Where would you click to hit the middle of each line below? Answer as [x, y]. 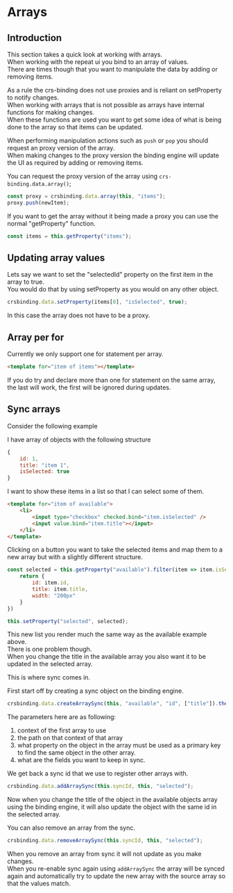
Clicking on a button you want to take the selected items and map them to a [115, 549]
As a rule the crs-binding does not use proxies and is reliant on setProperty [114, 90]
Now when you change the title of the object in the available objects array [113, 800]
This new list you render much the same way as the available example [107, 634]
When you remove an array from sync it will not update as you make [104, 854]
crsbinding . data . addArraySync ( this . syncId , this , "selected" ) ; [101, 787]
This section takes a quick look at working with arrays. [85, 54]
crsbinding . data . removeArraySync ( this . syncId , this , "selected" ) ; [105, 841]
